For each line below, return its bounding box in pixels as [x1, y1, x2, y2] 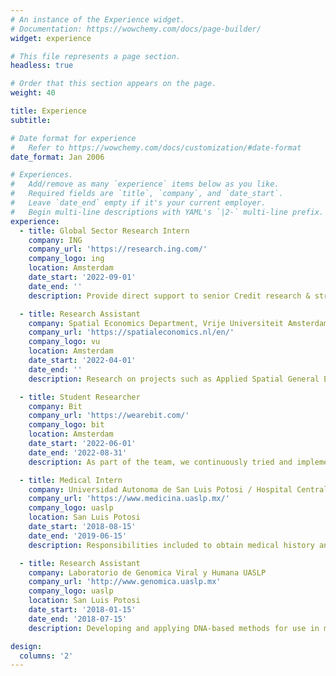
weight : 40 [10, 88, 56, 98]
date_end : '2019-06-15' [28, 531, 128, 541]
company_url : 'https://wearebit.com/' [28, 411, 190, 421]
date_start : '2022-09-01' [28, 272, 137, 282]
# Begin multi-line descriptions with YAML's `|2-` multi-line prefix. [10, 207, 325, 217]
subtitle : [10, 115, 52, 125]
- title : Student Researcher [19, 392, 141, 402]
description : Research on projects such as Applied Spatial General [28, 374, 320, 384]
